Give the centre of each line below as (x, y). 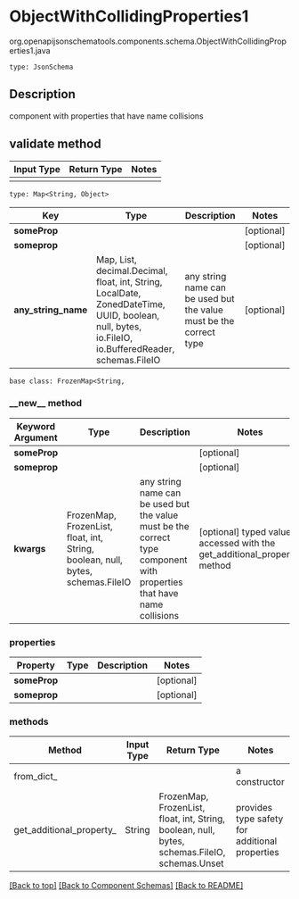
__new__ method (46, 404)
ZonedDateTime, (131, 304)
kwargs (30, 548)
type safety (259, 819)
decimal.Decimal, (132, 271)
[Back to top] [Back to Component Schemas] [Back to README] (126, 886)
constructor (260, 782)
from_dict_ (36, 777)
